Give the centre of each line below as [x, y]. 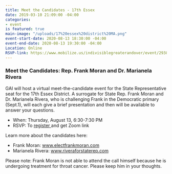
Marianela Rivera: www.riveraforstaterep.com [61, 150]
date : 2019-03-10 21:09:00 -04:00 [42, 15]
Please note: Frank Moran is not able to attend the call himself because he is [86, 160]
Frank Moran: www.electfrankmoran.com [56, 145]
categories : [18, 19]
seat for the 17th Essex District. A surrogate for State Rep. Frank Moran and [84, 94]
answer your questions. [30, 110]
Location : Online [24, 48]
